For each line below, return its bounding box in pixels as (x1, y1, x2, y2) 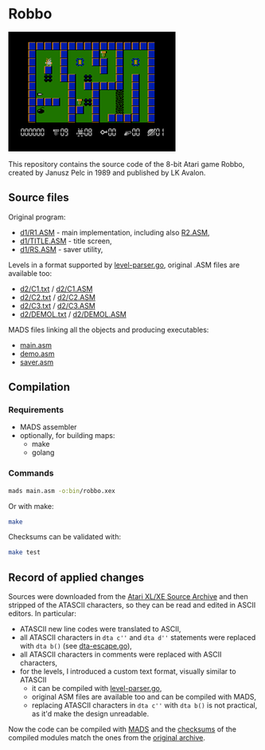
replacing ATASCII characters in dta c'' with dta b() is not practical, (31, 701, 258, 710)
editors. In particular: (8, 609, 77, 618)
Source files (8, 191, 69, 204)
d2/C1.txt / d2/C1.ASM (19, 284, 93, 294)
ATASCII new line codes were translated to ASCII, (19, 624, 181, 634)
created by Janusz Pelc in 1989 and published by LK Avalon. (8, 168, 206, 177)
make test (8, 548, 41, 557)
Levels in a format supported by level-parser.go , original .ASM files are (8, 260, 240, 270)
